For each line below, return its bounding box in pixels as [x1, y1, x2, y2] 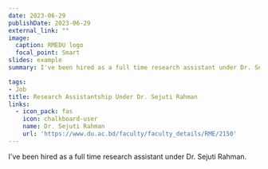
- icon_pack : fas [15, 108, 73, 116]
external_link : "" [8, 26, 69, 34]
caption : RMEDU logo [15, 41, 84, 49]
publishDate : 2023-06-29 [8, 19, 91, 27]
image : [8, 33, 30, 42]
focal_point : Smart [15, 49, 81, 57]
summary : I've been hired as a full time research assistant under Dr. [8, 64, 251, 72]
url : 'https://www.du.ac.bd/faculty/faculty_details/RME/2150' [22, 130, 238, 138]
